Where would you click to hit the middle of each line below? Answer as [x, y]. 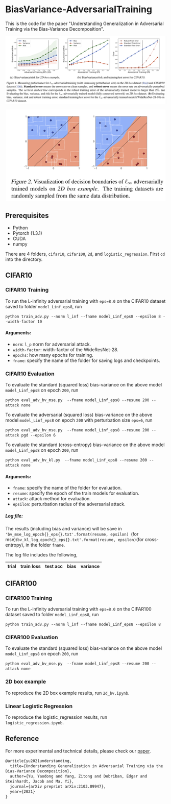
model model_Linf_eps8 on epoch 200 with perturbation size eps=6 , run [79, 420]
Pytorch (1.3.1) [27, 233]
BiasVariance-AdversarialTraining [79, 9]
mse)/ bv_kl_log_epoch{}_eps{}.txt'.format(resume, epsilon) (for [75, 540]
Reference [22, 739]
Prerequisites [27, 215]
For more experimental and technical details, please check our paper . [78, 751]
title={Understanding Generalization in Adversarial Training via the [87, 766]
